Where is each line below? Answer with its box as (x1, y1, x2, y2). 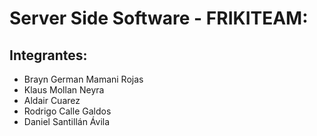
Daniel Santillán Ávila (23, 116, 111, 127)
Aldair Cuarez (23, 95, 81, 106)
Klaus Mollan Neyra (23, 84, 105, 96)
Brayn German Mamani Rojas (23, 73, 144, 85)
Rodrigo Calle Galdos (23, 105, 112, 117)
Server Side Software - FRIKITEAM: (9, 7, 309, 30)
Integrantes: (9, 47, 88, 64)
